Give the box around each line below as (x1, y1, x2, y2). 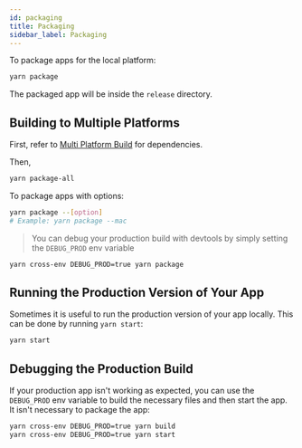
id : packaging (9, 13, 63, 23)
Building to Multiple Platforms (9, 115, 181, 130)
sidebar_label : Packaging (9, 30, 107, 39)
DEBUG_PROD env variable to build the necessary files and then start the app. (9, 395, 288, 405)
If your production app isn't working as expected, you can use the (9, 386, 255, 396)
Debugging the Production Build (9, 361, 193, 377)
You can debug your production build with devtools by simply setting (31, 233, 288, 243)
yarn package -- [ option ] (9, 207, 103, 217)
